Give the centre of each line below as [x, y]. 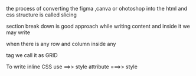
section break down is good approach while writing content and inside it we [98, 26]
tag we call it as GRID [32, 55]
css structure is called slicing [41, 15]
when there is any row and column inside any [61, 44]
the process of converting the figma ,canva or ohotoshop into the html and [97, 9]
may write [18, 32]
